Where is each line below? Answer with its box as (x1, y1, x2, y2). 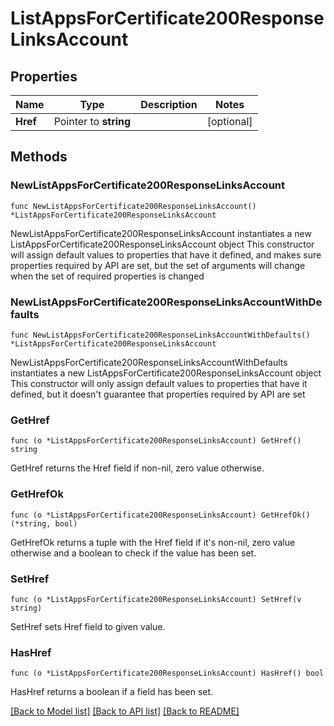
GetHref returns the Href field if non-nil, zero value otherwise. (10, 462, 265, 474)
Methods (10, 148, 68, 166)
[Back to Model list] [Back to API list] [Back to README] (10, 705, 240, 717)
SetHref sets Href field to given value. (10, 620, 166, 632)
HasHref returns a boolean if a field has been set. (10, 686, 214, 698)
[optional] (206, 115, 253, 128)
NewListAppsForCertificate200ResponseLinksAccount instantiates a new (10, 227, 312, 239)
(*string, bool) (10, 518, 78, 529)
